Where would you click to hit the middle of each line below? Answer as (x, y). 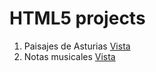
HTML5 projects (77, 18)
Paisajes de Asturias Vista (77, 46)
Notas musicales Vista (69, 56)
